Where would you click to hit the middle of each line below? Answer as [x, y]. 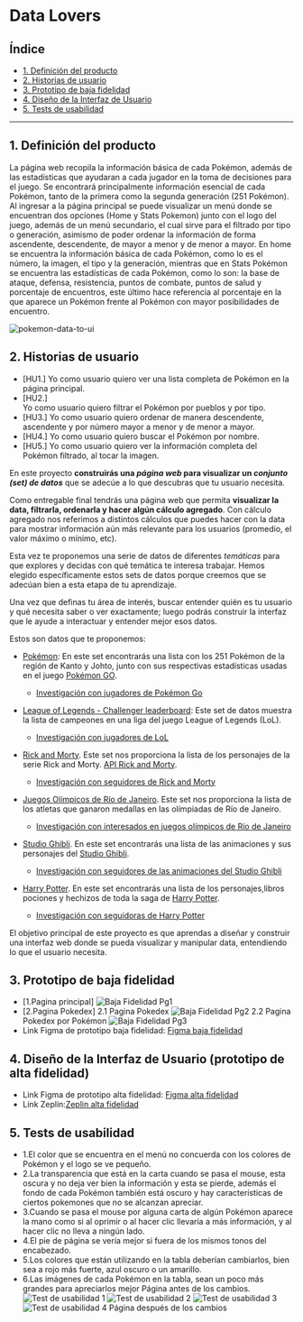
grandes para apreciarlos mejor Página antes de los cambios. [136, 1289]
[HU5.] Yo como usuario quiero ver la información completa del [140, 445]
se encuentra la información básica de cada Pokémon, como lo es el [136, 253]
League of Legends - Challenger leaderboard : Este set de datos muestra [157, 710]
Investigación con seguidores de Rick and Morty [126, 782]
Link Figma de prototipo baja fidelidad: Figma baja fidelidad [133, 1031]
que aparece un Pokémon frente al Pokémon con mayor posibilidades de [144, 301]
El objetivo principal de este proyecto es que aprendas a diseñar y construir [150, 932]
